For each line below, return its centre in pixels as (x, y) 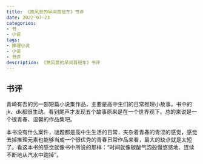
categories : (21, 23)
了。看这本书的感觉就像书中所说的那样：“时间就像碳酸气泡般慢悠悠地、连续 (101, 147)
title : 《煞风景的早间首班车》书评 (45, 12)
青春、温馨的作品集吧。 (46, 119)
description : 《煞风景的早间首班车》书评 (53, 62)
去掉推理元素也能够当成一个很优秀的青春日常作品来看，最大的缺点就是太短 (99, 140)
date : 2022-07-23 (28, 18)
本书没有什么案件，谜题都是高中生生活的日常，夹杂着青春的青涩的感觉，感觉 (102, 132)
